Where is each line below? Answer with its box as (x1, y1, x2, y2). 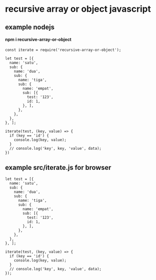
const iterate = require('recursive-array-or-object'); (5, 47, 121, 52)
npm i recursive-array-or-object (5, 37, 72, 43)
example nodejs (5, 23, 55, 31)
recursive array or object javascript (5, 3, 151, 15)
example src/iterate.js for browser (5, 163, 111, 172)
